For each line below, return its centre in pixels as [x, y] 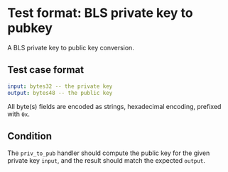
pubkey [30, 28]
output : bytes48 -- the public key [60, 93]
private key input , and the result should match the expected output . [107, 161]
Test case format [45, 70]
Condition [29, 136]
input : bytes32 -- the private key [60, 86]
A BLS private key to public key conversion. [71, 47]
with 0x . [19, 114]
